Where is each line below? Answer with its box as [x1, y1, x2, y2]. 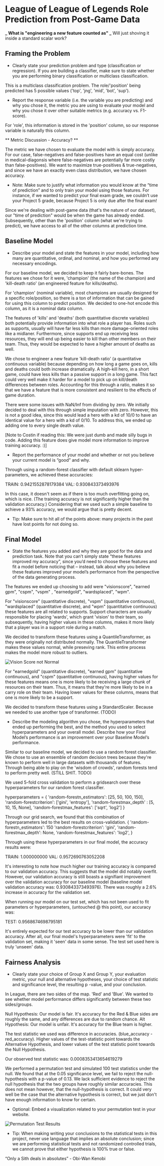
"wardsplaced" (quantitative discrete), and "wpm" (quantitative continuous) [5, 604, 158, 610]
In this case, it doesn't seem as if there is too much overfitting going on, [5, 491, 150, 496]
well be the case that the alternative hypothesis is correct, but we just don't [5, 1092, 157, 1097]
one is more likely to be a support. [5, 695, 74, 700]
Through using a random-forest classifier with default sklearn [5, 467, 129, 472]
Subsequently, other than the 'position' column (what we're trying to [5, 217, 143, 223]
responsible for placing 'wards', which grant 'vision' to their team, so [5, 614, 143, 620]
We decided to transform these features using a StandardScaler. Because [5, 704, 153, 710]
